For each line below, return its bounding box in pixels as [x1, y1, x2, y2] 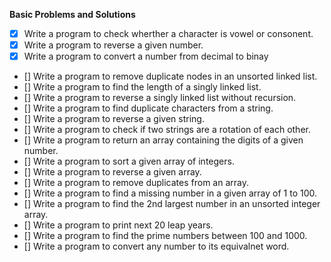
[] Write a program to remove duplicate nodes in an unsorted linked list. [23, 70, 318, 83]
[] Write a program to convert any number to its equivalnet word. [23, 240, 290, 253]
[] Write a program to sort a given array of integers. [23, 155, 235, 168]
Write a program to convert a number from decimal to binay [23, 50, 269, 63]
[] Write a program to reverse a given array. [23, 166, 202, 178]
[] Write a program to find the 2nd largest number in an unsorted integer [23, 198, 321, 210]
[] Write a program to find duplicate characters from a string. [23, 102, 274, 114]
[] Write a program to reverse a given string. [23, 113, 205, 125]
